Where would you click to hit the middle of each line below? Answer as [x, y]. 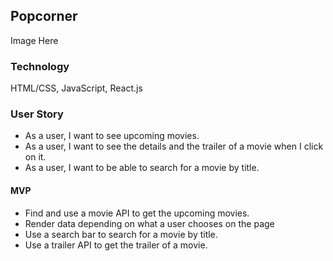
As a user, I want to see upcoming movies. [112, 136]
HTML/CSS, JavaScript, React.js [76, 88]
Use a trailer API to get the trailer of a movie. [116, 245]
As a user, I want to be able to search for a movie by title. [142, 168]
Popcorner [44, 16]
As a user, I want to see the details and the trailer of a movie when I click [174, 146]
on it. [35, 157]
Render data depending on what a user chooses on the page [149, 223]
